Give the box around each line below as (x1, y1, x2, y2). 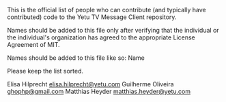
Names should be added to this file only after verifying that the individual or (7, 27, 220, 34)
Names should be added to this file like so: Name (7, 54, 145, 62)
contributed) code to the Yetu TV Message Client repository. (7, 13, 177, 21)
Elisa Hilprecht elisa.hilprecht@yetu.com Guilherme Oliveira (7, 80, 174, 88)
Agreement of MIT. (7, 41, 60, 48)
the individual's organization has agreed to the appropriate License (7, 33, 196, 41)
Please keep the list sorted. (7, 67, 84, 75)
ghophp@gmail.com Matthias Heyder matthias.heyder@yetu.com (7, 88, 191, 95)
